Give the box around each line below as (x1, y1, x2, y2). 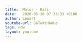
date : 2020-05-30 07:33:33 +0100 (5, 12, 78, 16)
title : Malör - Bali (5, 7, 49, 12)
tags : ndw (5, 25, 25, 30)
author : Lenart (5, 16, 36, 21)
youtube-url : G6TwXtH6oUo (5, 20, 58, 26)
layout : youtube (5, 29, 38, 34)
